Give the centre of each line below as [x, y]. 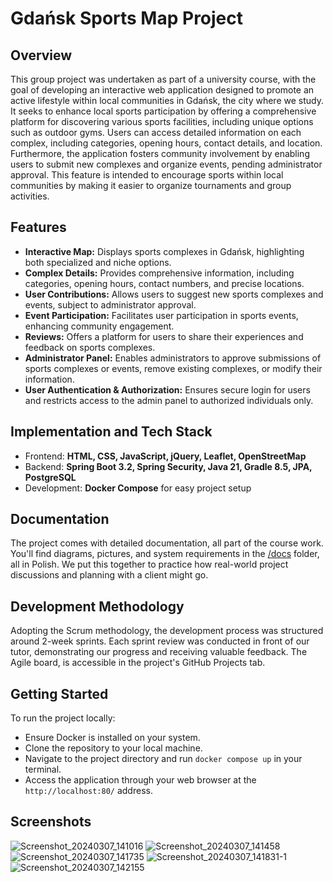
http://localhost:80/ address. [88, 791]
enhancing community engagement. [99, 326]
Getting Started [59, 693]
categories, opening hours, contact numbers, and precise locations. [164, 283]
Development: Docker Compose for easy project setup [138, 488]
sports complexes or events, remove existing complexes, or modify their [173, 368]
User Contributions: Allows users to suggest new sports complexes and [174, 294]
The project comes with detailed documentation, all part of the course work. [167, 543]
